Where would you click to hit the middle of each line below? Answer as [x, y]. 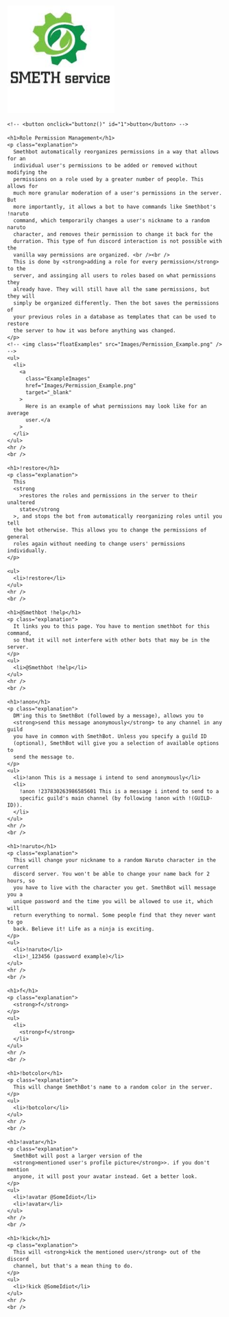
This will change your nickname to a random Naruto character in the [114, 860]
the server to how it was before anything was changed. [95, 331]
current [18, 867]
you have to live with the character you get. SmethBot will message [114, 888]
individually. [27, 551]
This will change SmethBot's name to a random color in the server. [113, 1087]
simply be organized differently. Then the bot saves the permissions [116, 303]
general [18, 537]
